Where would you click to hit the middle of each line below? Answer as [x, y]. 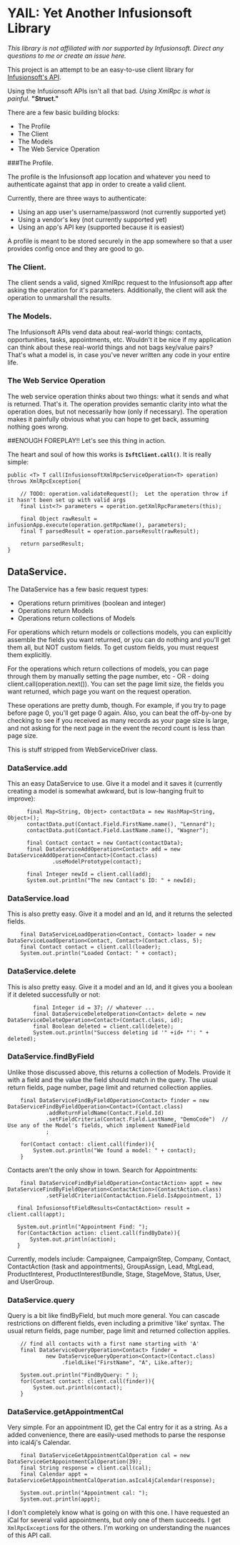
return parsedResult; [52, 544]
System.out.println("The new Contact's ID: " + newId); [111, 880]
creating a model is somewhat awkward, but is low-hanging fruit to [106, 791]
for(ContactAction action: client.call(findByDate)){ [99, 1233]
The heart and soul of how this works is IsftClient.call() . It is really [110, 454]
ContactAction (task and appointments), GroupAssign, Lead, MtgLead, [111, 1266]
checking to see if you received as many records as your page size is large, [119, 720]
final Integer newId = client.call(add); [89, 874]
